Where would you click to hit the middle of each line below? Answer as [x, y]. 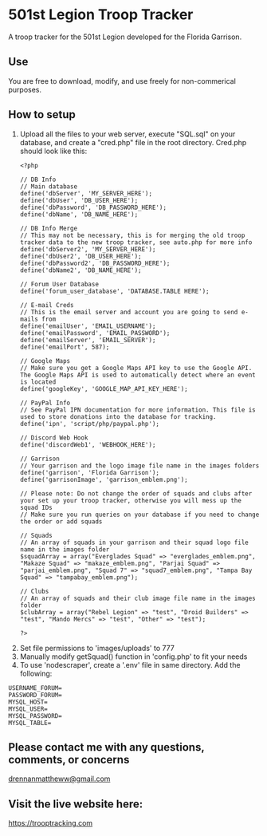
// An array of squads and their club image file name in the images [138, 598]
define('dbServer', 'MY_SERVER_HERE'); [86, 193]
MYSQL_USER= [28, 709]
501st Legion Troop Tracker [101, 15]
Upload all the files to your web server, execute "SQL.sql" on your [128, 134]
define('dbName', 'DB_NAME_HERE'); [79, 214]
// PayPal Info [45, 403]
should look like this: [53, 151]
